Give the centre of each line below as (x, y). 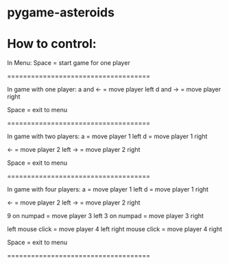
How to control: (52, 44)
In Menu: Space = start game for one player (69, 63)
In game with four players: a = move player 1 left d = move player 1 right (108, 189)
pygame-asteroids (61, 13)
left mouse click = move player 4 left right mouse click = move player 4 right (115, 229)
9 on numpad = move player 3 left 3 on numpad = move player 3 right (106, 216)
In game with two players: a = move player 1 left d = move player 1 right (107, 136)
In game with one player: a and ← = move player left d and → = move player (114, 90)
